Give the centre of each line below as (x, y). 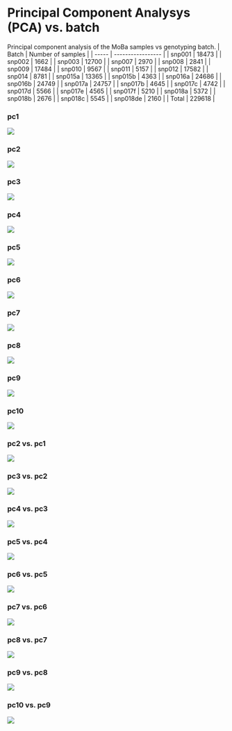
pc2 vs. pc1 (27, 443)
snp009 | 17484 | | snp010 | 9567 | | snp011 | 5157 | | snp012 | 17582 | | (108, 69)
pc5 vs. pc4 (27, 541)
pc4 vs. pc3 (28, 509)
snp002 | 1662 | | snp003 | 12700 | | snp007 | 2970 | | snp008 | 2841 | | (109, 61)
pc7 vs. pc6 (27, 607)
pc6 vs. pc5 (27, 575)
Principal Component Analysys (99, 13)
